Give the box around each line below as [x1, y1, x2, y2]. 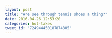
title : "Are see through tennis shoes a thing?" [5, 12, 108, 17]
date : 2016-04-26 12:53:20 [5, 16, 61, 21]
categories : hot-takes [5, 21, 52, 26]
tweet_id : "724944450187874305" [5, 26, 72, 31]
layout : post [5, 7, 32, 12]
